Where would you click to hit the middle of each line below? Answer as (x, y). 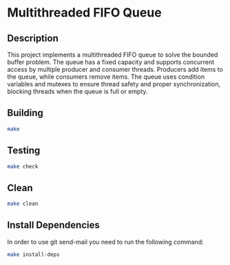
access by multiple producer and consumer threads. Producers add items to (115, 69)
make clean (23, 204)
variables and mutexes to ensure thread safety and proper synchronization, (114, 84)
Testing (24, 151)
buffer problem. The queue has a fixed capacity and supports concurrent (111, 62)
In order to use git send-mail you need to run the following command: (106, 242)
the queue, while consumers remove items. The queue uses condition (106, 77)
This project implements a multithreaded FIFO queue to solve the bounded (113, 55)
